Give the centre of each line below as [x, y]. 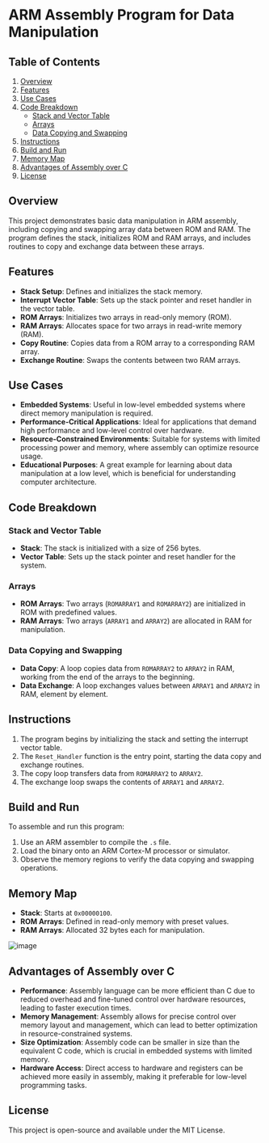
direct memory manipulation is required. [86, 413]
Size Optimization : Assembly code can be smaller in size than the [130, 1042]
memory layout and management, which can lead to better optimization [139, 1025]
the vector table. [47, 308]
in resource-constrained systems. [76, 1033]
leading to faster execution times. [76, 1007]
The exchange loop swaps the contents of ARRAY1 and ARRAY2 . [122, 782]
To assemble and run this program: [67, 827]
